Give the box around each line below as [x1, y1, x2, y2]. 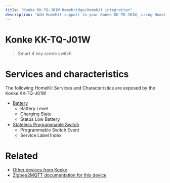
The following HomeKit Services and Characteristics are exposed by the [5, 85, 156, 91]
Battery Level [20, 106, 48, 112]
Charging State [20, 111, 52, 117]
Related [5, 150, 38, 162]
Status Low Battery [20, 116, 60, 122]
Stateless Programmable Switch [12, 122, 79, 128]
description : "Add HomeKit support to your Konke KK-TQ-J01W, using [5, 12, 153, 17]
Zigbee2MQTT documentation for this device [12, 172, 107, 178]
